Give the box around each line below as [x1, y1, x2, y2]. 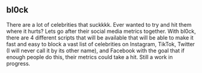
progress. [6, 60, 30, 67]
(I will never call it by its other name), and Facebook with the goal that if [6, 47, 185, 54]
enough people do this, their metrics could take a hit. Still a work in [6, 53, 173, 60]
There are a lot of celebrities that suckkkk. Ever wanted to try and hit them [6, 21, 192, 28]
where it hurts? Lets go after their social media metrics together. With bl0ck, [6, 27, 196, 35]
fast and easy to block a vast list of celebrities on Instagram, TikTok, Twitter [6, 40, 195, 47]
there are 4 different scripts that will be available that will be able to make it [6, 33, 194, 41]
